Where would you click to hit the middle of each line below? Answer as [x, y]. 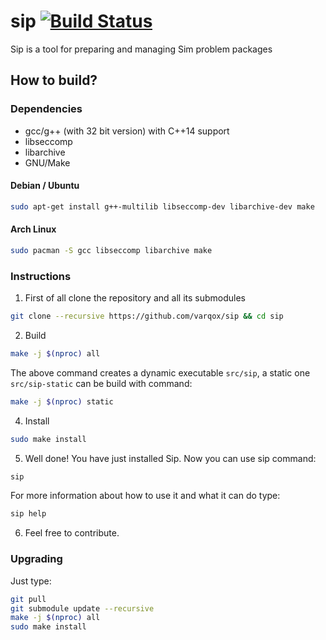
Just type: [31, 581]
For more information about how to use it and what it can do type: [145, 496]
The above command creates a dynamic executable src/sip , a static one [160, 372]
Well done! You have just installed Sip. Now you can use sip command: [170, 458]
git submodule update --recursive [82, 608]
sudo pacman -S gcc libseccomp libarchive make [111, 250]
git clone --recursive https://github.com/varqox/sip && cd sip [147, 316]
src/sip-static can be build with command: [101, 383]
